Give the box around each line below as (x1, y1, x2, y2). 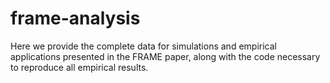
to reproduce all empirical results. (10, 61, 149, 73)
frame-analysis (10, 7, 141, 30)
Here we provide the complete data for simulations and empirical (10, 40, 277, 52)
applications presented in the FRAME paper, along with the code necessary (10, 50, 321, 62)
